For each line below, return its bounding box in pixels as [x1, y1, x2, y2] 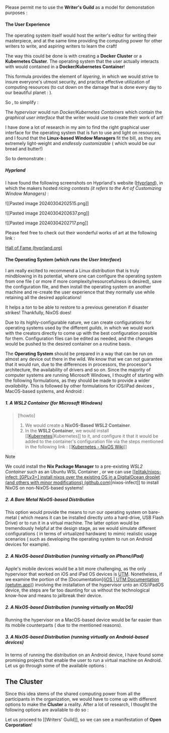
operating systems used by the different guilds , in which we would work [5, 325, 154, 331]
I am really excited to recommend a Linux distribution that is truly [5, 268, 139, 274]
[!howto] [17, 413, 35, 419]
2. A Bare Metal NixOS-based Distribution [5, 496, 95, 502]
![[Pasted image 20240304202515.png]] [5, 201, 89, 207]
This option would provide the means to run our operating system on [5, 509, 147, 515]
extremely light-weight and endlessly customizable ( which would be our [5, 140, 156, 146]
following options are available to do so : [5, 707, 89, 713]
